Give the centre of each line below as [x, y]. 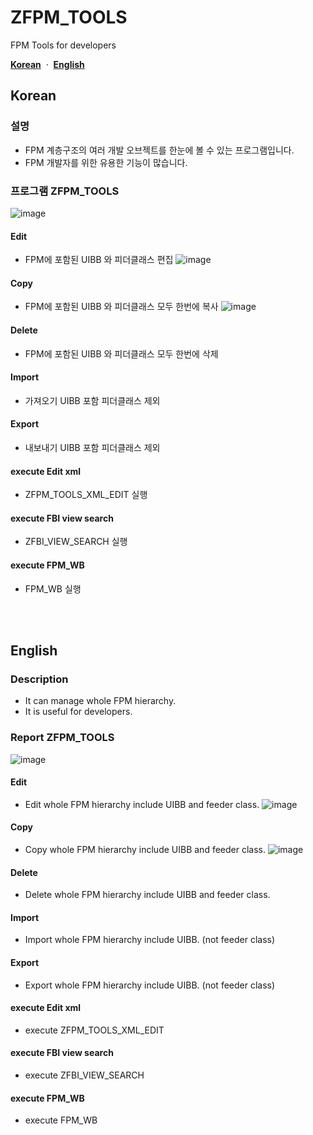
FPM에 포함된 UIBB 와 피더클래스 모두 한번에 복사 [121, 307]
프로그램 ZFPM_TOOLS [65, 191]
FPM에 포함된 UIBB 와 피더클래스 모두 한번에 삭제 [121, 353]
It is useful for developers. [78, 712]
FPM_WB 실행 [53, 588]
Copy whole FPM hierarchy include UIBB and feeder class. [145, 849]
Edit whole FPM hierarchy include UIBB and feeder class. [142, 804]
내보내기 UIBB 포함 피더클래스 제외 [92, 447]
